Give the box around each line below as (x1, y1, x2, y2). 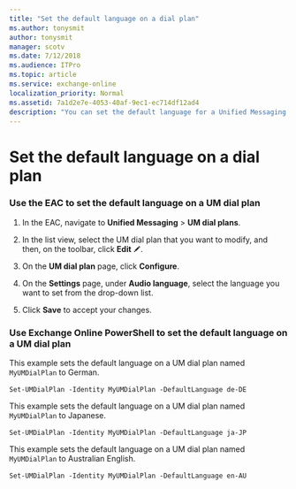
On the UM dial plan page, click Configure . (21, 261, 179, 271)
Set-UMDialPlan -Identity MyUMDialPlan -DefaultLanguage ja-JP (9, 429, 247, 438)
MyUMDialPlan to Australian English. (9, 454, 136, 464)
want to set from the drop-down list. (21, 287, 154, 298)
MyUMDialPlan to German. (9, 367, 100, 378)
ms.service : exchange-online (9, 80, 117, 88)
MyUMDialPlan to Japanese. (9, 410, 107, 421)
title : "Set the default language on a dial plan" (9, 14, 200, 23)
